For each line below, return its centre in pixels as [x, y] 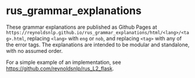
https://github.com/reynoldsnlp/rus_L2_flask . [60, 68]
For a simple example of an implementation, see [64, 62]
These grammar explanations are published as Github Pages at [82, 27]
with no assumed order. [34, 50]
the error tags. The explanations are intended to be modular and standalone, [98, 45]
